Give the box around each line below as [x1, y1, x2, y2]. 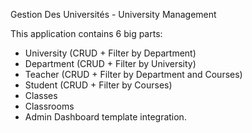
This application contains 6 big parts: [10, 28, 163, 39]
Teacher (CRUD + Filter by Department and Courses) [24, 69, 243, 80]
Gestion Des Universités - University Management [10, 9, 217, 20]
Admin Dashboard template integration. [24, 111, 187, 123]
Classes [24, 90, 58, 101]
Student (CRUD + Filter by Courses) [24, 79, 173, 91]
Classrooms [24, 100, 75, 112]
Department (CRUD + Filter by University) [24, 58, 197, 69]
